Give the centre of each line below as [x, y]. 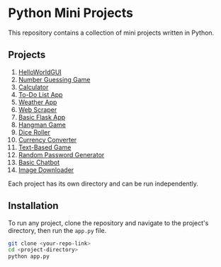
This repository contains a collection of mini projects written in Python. [111, 33]
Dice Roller [34, 132]
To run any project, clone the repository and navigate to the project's [108, 223]
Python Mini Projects [71, 13]
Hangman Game [42, 125]
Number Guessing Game [54, 79]
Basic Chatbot [39, 162]
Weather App [38, 102]
